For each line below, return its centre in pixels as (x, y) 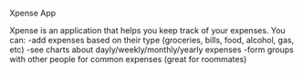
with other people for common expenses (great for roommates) (128, 59)
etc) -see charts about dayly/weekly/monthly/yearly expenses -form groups (151, 50)
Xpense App (33, 13)
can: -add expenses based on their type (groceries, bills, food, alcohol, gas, (152, 40)
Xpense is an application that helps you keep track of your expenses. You (147, 30)
